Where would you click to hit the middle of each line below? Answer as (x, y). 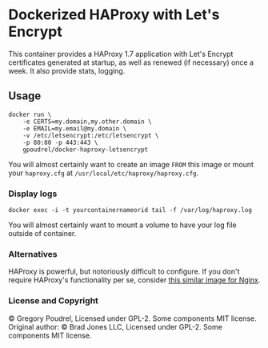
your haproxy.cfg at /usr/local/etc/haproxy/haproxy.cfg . (104, 173)
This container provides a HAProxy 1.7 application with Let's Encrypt (121, 54)
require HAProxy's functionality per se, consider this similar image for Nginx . (134, 280)
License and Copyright (53, 301)
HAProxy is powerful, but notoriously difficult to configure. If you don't (124, 272)
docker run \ (30, 114)
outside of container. (42, 234)
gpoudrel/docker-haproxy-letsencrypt (86, 150)
